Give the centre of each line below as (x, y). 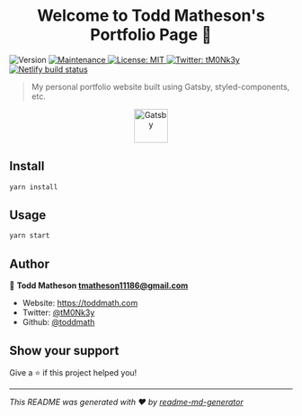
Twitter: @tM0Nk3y (58, 312)
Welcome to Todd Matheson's (151, 16)
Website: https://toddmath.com (80, 303)
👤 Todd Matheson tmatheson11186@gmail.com (99, 285)
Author (29, 263)
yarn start (30, 236)
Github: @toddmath (58, 322)
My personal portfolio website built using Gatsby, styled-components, (160, 86)
